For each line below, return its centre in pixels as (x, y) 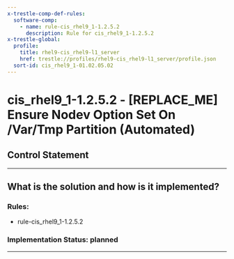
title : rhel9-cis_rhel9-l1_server (70, 53)
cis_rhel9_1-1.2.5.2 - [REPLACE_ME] (112, 100)
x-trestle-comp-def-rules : (46, 14)
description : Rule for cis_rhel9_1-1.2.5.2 (90, 33)
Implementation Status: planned (63, 240)
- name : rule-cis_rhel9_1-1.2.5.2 (70, 26)
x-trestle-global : (34, 40)
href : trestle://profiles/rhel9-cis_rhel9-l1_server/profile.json (118, 59)
